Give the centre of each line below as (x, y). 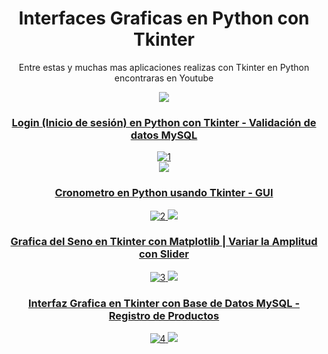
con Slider (163, 254)
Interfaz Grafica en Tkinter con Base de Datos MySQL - (164, 303)
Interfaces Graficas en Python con (164, 18)
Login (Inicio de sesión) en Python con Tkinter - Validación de (164, 122)
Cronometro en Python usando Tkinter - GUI (164, 193)
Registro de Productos (164, 315)
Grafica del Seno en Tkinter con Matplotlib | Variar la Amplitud (164, 242)
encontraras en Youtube (164, 78)
